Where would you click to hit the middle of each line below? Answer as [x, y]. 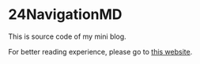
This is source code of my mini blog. [67, 36]
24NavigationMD [65, 15]
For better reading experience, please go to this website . [100, 51]
